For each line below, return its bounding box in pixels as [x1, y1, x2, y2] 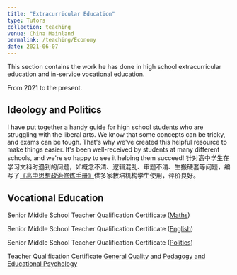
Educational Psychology [7, 259, 78, 268]
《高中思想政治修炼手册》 [20, 171, 94, 180]
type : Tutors [7, 17, 46, 24]
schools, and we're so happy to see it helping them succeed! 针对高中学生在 [7, 153, 230, 162]
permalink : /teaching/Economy [7, 37, 97, 44]
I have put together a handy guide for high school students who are [7, 123, 204, 131]
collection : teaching [7, 23, 71, 30]
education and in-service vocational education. [7, 70, 145, 78]
